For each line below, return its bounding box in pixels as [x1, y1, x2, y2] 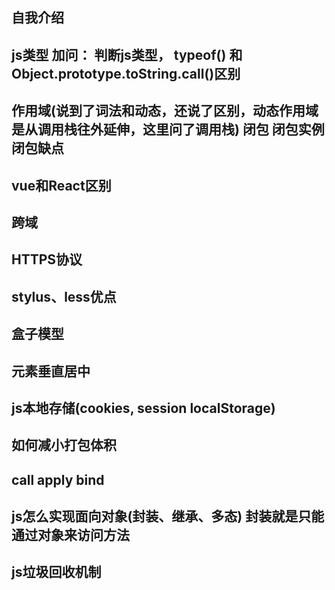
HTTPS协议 [11, 251, 83, 268]
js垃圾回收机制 [11, 564, 102, 581]
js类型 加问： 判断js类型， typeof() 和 [11, 46, 243, 63]
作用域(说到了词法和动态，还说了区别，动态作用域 [11, 103, 319, 120]
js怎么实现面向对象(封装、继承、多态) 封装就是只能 [11, 508, 325, 525]
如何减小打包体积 [11, 437, 117, 454]
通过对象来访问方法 [11, 527, 130, 544]
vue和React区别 [11, 177, 112, 194]
